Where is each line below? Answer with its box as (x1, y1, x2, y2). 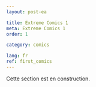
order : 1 (6, 31, 28, 37)
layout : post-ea (6, 8, 47, 15)
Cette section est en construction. (6, 75, 90, 82)
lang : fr (6, 53, 28, 59)
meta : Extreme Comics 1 (6, 25, 66, 31)
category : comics (6, 42, 50, 48)
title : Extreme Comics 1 (6, 19, 68, 26)
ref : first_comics (6, 59, 52, 65)
